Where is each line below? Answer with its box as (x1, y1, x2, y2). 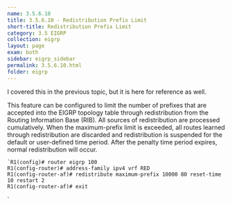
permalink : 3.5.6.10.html (7, 62, 82, 69)
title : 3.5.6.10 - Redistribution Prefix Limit (7, 17, 148, 24)
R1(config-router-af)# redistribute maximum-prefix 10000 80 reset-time (7, 171, 222, 178)
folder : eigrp (7, 68, 48, 75)
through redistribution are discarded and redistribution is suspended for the (7, 130, 223, 139)
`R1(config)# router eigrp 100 (7, 158, 98, 165)
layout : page (7, 42, 45, 49)
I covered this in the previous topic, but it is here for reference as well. (7, 88, 206, 96)
